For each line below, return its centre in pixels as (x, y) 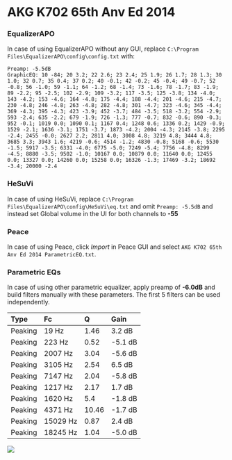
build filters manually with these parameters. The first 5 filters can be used (114, 295)
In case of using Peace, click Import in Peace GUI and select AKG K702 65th (115, 247)
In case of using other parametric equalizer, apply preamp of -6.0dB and (111, 287)
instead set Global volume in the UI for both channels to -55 (93, 213)
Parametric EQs (34, 272)
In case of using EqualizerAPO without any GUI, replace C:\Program (103, 49)
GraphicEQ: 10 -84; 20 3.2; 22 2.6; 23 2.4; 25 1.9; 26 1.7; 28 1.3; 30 (115, 75)
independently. (28, 302)
